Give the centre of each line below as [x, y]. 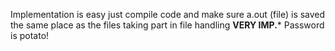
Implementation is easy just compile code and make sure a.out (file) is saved [168, 14]
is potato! [30, 35]
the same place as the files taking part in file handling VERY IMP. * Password [167, 25]
